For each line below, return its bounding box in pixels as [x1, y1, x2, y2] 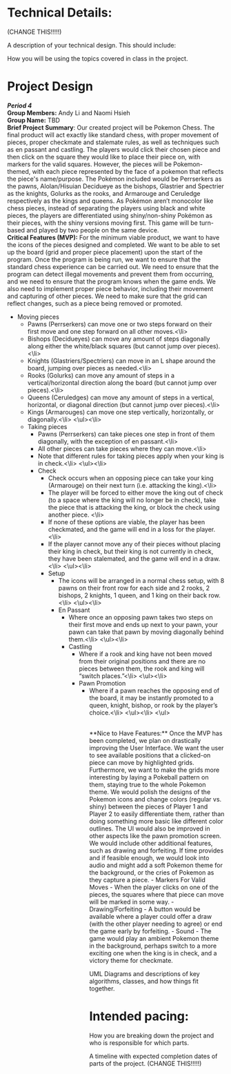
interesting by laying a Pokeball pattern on [89, 773, 209, 781]
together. [89, 984, 115, 993]
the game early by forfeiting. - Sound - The [89, 926, 212, 935]
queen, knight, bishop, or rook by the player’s [89, 701, 219, 709]
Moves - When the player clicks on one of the [89, 883, 219, 891]
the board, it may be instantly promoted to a [89, 693, 214, 702]
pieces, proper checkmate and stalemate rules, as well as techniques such [7, 138, 219, 146]
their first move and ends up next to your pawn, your [68, 620, 219, 628]
